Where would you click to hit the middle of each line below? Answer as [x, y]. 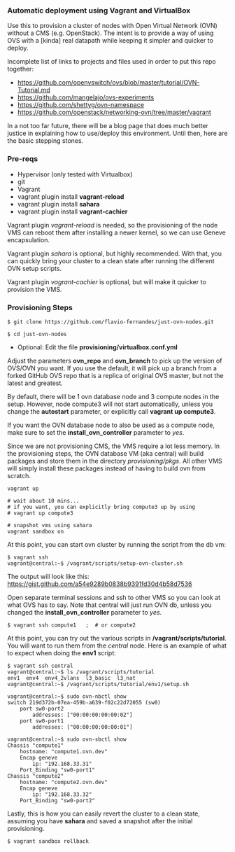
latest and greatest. [35, 383]
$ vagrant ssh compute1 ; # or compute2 [72, 625]
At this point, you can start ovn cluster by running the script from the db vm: [116, 544]
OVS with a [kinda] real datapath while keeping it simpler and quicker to [110, 41]
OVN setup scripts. [34, 268]
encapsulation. [29, 239]
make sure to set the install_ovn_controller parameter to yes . [96, 432]
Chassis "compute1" [36, 745]
